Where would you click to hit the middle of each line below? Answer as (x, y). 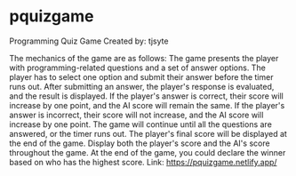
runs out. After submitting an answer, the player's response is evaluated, (142, 86)
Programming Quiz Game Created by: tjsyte (89, 41)
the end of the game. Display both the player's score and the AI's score (140, 143)
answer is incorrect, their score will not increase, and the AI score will (136, 115)
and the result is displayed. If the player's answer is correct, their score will (147, 96)
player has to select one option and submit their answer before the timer (141, 76)
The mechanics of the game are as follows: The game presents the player (144, 58)
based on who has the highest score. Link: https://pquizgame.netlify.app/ (143, 162)
